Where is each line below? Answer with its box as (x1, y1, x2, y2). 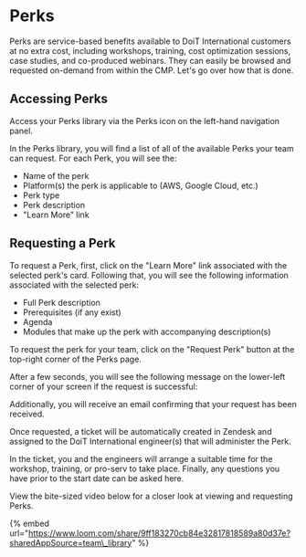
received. (9, 408, 46, 419)
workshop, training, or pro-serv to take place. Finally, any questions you (9, 463, 280, 474)
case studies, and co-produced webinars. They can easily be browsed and (9, 55, 291, 66)
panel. (9, 125, 34, 136)
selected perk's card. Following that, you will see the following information (9, 269, 290, 280)
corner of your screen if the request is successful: (9, 381, 198, 392)
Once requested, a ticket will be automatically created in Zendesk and (9, 426, 272, 436)
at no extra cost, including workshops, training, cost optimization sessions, (9, 45, 291, 56)
